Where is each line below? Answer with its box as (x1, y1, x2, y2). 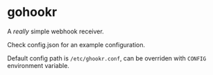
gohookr (7, 4, 58, 20)
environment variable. (7, 61, 69, 69)
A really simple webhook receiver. (7, 27, 104, 35)
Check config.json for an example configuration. (7, 40, 146, 49)
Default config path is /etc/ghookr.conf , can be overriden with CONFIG (7, 53, 207, 62)
